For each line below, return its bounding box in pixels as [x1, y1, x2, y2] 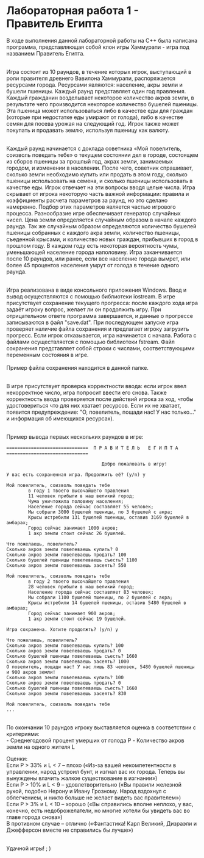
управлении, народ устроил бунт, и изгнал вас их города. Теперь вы [6, 768, 185, 775]
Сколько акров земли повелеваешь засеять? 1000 [6, 658, 130, 665]
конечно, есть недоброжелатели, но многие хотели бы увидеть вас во [6, 807, 191, 814]
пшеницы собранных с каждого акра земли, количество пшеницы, [6, 229, 181, 236]
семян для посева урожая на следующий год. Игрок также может [6, 120, 180, 127]
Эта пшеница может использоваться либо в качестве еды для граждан [6, 107, 193, 114]
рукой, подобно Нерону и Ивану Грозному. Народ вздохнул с [6, 787, 166, 795]
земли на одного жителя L [6, 743, 75, 751]
